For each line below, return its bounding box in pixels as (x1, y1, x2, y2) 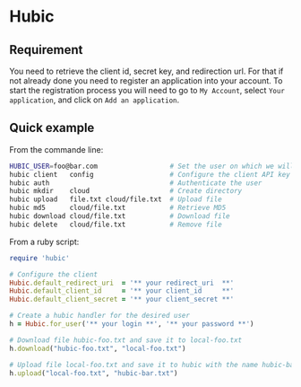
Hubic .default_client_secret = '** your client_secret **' (9, 295, 235, 304)
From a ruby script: (9, 236, 80, 247)
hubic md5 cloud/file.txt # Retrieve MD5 (9, 204, 227, 213)
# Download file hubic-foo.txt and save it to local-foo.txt (9, 335, 243, 345)
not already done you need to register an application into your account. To (9, 75, 283, 86)
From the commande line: (9, 144, 104, 154)
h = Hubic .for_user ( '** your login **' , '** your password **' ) (9, 320, 254, 329)
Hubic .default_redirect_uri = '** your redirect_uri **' (9, 278, 235, 287)
